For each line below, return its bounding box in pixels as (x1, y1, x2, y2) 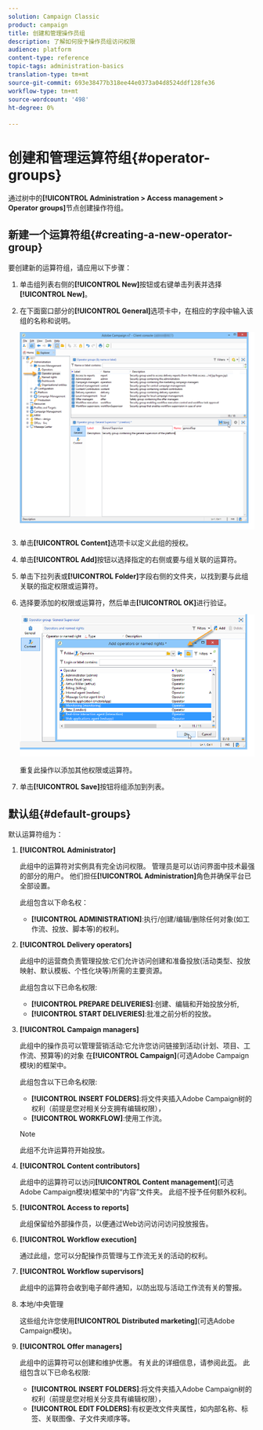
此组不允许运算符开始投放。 (19, 1146, 110, 1155)
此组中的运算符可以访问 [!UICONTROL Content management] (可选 (19, 1177, 234, 1187)
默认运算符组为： (8, 830, 63, 839)
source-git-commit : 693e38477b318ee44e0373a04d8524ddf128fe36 (8, 78, 215, 86)
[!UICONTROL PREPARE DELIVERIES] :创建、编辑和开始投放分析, (31, 999, 240, 1009)
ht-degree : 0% (8, 104, 55, 111)
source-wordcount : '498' (8, 95, 89, 104)
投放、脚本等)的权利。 (52, 925, 124, 934)
